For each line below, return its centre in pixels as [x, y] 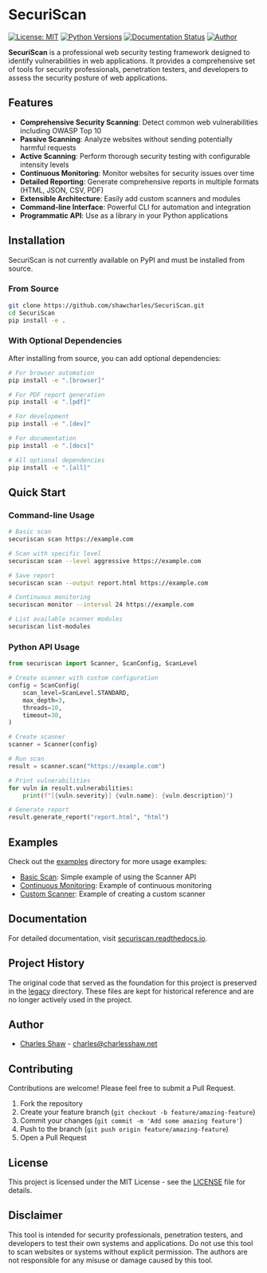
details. [20, 1191]
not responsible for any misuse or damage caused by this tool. [111, 1260]
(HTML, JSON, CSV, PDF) [61, 190]
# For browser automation [51, 373]
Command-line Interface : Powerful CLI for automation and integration [135, 207]
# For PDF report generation [57, 395]
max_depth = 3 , [44, 700]
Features [31, 103]
